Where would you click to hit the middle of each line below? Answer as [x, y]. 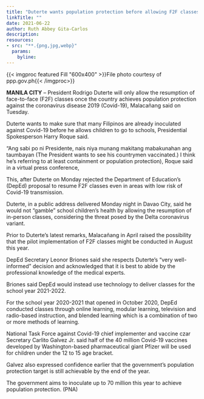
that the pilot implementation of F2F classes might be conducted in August [100, 241]
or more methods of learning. [43, 321]
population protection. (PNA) [42, 389]
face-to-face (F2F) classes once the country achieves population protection [101, 99]
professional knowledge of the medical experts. [66, 272]
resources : [20, 40]
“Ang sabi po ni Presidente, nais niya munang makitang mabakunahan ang [99, 148]
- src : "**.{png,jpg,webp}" [42, 46]
